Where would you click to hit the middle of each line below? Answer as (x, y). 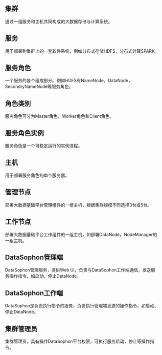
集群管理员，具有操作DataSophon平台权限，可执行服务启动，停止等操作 (78, 341)
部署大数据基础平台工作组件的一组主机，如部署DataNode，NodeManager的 (81, 234)
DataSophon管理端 (34, 257)
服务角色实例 (24, 133)
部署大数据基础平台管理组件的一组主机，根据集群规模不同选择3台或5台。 (78, 205)
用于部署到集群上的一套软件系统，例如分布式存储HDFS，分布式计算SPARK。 (82, 51)
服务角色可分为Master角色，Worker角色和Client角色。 (59, 116)
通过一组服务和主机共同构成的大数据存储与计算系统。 (59, 21)
